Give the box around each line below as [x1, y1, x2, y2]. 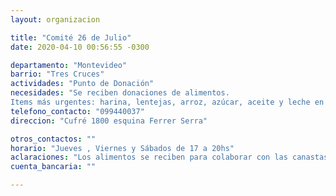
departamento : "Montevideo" [10, 60, 128, 70]
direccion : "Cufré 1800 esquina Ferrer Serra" [10, 116, 208, 126]
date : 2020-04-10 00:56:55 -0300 [10, 42, 150, 52]
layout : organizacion [10, 14, 101, 25]
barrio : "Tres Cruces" [10, 69, 105, 80]
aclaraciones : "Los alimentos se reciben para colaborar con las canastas [10, 152, 329, 163]
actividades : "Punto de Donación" [10, 79, 155, 89]
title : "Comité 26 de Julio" [10, 32, 132, 43]
